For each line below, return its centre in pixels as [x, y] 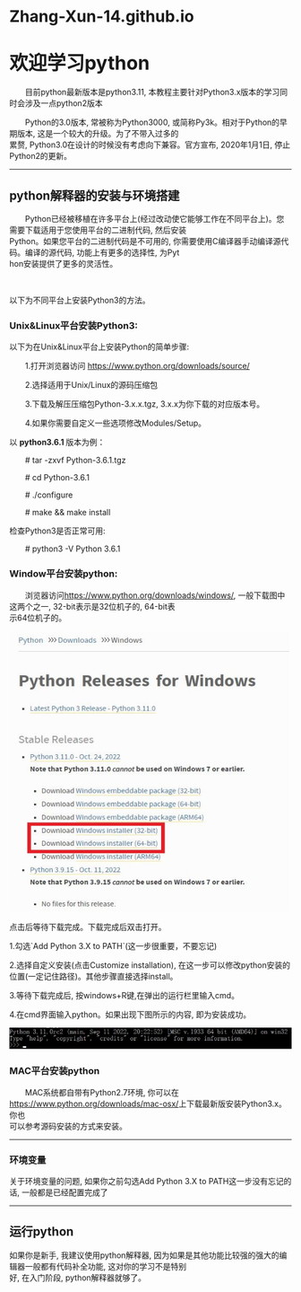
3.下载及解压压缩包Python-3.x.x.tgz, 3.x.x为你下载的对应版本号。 [145, 404]
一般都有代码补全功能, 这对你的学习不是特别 [105, 1266]
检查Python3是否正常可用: [57, 531]
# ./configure [49, 495]
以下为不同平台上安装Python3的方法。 [80, 300]
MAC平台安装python [55, 1071]
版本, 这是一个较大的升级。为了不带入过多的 [98, 134]
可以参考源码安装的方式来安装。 [68, 1126]
